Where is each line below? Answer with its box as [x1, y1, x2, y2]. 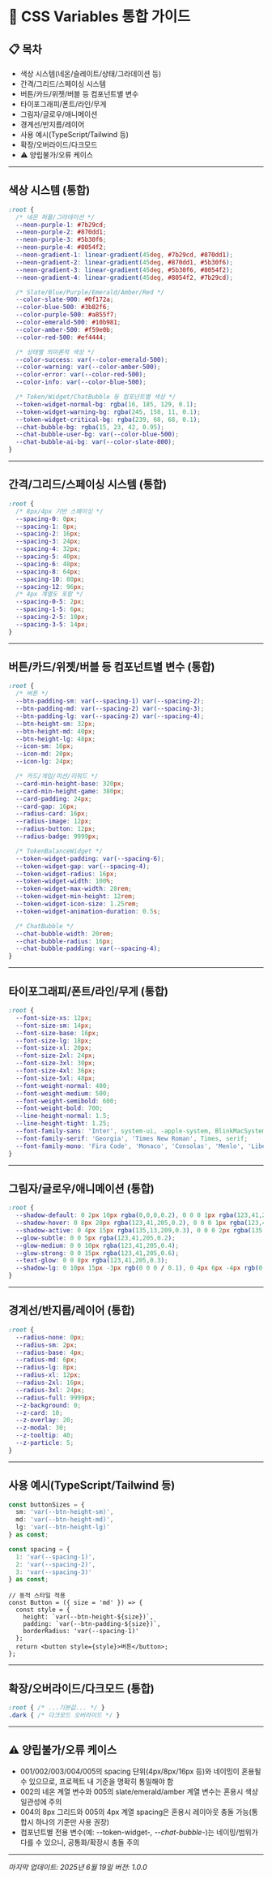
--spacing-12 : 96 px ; [15, 583, 85, 591]
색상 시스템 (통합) [8, 183, 91, 197]
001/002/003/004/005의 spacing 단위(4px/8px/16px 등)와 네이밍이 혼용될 [19, 1766, 261, 1776]
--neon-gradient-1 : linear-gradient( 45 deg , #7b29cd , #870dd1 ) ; [15, 251, 234, 260]
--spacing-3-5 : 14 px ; [15, 620, 89, 629]
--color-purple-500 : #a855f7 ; [15, 311, 117, 319]
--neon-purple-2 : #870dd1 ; [15, 228, 107, 236]
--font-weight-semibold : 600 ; [15, 1097, 117, 1105]
